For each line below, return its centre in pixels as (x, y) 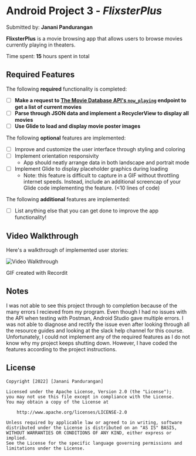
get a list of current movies (48, 106)
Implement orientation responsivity (57, 156)
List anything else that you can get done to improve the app (87, 211)
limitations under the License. (45, 448)
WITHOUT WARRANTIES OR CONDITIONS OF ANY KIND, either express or (89, 433)
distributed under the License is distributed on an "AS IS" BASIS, (92, 428)
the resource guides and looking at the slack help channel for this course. (95, 330)
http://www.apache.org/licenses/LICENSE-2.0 (72, 412)
